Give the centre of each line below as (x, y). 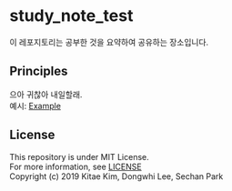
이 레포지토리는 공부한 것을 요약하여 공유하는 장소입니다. (109, 42)
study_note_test (71, 16)
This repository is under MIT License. (80, 156)
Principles (39, 71)
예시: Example (35, 106)
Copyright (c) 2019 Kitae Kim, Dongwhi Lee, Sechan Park (116, 176)
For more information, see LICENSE (76, 166)
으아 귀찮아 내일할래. (46, 94)
